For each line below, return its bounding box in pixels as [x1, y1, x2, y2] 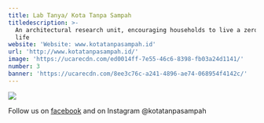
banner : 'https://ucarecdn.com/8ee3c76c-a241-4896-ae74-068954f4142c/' [8, 70, 247, 78]
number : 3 [8, 63, 41, 71]
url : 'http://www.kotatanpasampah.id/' [8, 48, 139, 56]
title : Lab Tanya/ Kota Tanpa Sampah [8, 11, 132, 20]
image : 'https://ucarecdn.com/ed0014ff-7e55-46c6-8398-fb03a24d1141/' [8, 56, 244, 63]
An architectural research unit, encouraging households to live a [15, 26, 241, 34]
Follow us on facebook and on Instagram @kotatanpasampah [8, 106, 207, 115]
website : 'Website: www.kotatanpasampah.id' [8, 41, 156, 49]
